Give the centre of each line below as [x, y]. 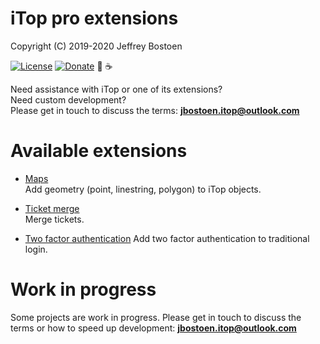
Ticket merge [52, 208]
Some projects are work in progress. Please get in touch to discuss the [156, 317]
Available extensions [99, 151]
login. [36, 249]
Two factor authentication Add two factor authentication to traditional [167, 238]
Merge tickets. [54, 219]
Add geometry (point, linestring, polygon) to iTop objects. [143, 189]
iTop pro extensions [94, 18]
